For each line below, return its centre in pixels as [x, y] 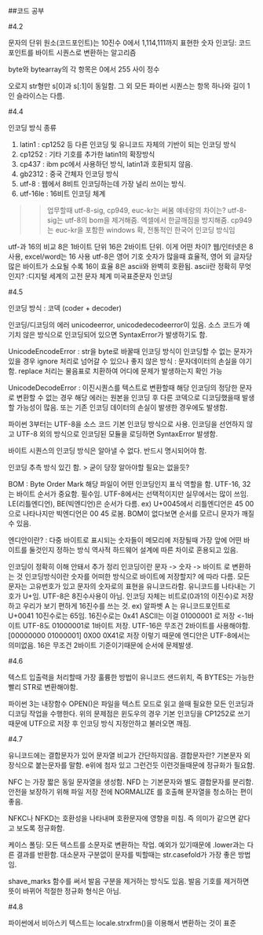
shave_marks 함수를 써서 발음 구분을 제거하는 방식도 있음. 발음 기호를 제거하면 [129, 881]
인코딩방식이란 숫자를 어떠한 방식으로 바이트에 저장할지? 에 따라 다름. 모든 [137, 576]
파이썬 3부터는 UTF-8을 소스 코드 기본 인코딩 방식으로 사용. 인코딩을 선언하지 [126, 424]
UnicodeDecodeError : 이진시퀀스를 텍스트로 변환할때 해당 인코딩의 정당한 [123, 388]
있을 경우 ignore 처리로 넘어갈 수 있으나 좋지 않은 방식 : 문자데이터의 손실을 [123, 361]
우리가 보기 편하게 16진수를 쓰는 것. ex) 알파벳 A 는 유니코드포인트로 [126, 606]
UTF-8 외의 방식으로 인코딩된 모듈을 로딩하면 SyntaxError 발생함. [117, 434]
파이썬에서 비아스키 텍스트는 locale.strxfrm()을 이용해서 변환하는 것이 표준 [122, 923]
